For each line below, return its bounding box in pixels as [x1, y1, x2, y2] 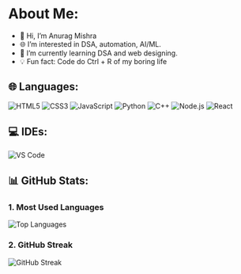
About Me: [8, 5, 79, 23]
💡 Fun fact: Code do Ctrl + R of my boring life [19, 56, 168, 66]
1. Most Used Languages [8, 201, 104, 212]
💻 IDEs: [8, 125, 48, 139]
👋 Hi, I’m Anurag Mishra [19, 31, 97, 40]
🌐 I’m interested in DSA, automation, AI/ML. [19, 39, 162, 48]
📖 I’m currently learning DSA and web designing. [19, 48, 178, 58]
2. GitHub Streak [8, 239, 73, 250]
